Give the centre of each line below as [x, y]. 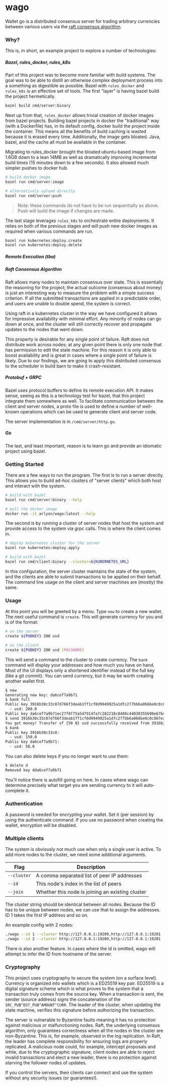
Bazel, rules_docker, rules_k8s [38, 62]
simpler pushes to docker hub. [37, 168]
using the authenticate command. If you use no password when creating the [84, 820]
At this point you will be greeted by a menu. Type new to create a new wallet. [84, 612]
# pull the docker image [31, 509]
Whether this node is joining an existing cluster [91, 892]
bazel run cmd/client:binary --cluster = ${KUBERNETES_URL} [67, 562]
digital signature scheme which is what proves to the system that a [74, 989]
